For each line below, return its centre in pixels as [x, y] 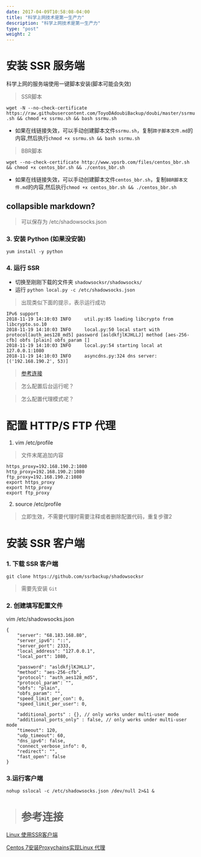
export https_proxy [31, 482]
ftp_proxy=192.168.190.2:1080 [44, 477]
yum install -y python [35, 252]
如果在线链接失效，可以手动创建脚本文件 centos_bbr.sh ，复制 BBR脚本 [99, 180]
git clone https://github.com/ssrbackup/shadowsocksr [75, 577]
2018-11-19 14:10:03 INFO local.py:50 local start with [83, 330]
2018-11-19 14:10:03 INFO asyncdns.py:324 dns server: [82, 356]
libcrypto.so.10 [26, 324]
